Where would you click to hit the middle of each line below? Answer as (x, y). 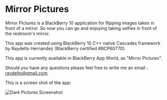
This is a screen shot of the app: (38, 83)
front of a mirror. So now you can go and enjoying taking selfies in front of (81, 28)
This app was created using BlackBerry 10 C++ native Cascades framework (83, 43)
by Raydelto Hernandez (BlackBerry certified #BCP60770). (66, 48)
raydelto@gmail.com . (27, 73)
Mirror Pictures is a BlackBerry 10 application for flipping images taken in (80, 23)
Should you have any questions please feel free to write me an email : (77, 68)
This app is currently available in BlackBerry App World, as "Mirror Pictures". (84, 58)
